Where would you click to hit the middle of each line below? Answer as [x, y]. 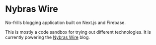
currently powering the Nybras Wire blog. [48, 37]
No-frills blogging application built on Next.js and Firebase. [65, 22]
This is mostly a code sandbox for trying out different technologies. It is [78, 32]
